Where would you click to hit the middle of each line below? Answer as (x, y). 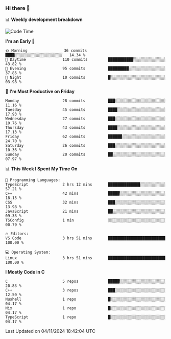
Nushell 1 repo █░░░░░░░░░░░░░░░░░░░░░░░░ (86, 299)
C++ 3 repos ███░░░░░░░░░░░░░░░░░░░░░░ (86, 290)
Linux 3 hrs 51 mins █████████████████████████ (86, 258)
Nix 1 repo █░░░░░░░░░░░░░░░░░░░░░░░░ (86, 308)
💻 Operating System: (28, 253)
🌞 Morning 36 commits (46, 51)
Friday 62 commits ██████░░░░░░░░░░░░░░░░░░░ (86, 137)
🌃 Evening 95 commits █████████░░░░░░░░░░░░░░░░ (86, 69)
